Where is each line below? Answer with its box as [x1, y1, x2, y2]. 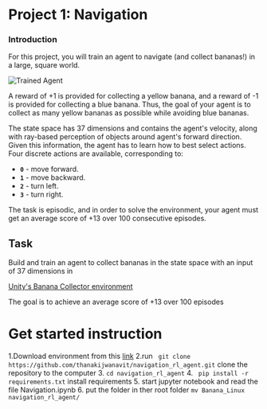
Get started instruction [8, 325, 163, 343]
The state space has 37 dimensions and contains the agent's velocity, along [8, 123, 257, 133]
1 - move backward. [19, 173, 86, 182]
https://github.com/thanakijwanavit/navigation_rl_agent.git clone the [8, 360, 249, 369]
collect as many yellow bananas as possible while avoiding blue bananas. [8, 108, 249, 118]
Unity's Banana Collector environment [8, 282, 133, 291]
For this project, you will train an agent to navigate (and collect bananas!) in [8, 52, 256, 61]
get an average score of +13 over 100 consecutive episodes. [8, 213, 207, 224]
